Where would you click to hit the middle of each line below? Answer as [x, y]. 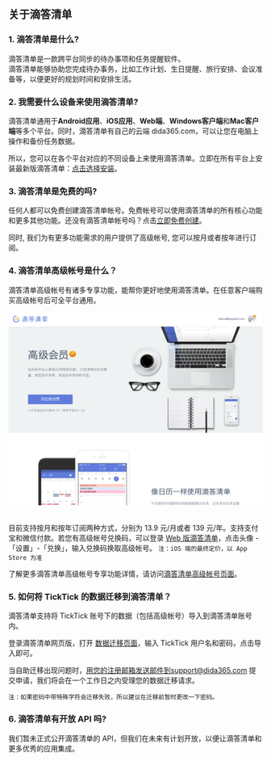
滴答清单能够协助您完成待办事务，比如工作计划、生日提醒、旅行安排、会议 [132, 69]
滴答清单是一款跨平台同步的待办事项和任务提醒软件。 [97, 58]
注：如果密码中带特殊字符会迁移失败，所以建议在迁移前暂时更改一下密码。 [114, 697]
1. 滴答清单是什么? [44, 40]
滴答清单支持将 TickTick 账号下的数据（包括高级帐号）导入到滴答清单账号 [130, 616]
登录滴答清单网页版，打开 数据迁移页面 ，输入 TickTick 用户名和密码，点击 [131, 643]
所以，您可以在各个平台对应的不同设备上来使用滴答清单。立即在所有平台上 [132, 158]
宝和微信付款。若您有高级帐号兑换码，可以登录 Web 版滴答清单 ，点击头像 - [134, 538]
